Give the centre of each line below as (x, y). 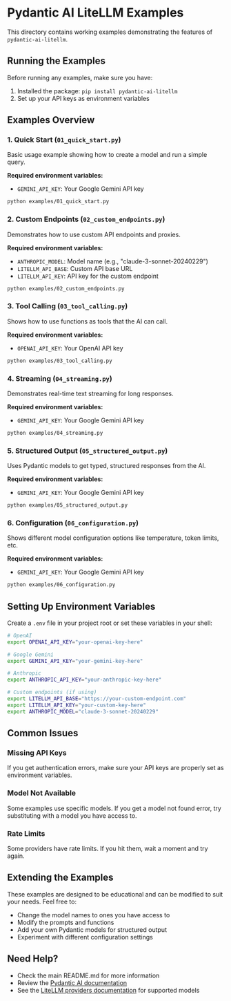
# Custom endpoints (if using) (52, 693)
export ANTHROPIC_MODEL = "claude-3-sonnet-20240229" (83, 711)
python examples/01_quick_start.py (58, 202)
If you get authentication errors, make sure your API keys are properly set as (115, 768)
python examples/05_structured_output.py (68, 505)
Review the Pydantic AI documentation (72, 982)
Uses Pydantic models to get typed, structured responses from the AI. (107, 466)
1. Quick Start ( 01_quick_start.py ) (64, 140)
